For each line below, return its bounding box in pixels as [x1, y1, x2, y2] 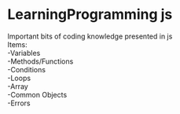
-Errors [7, 98, 31, 108]
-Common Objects [7, 90, 68, 99]
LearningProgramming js [7, 6, 173, 24]
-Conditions [7, 64, 46, 74]
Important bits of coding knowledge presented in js [7, 31, 173, 41]
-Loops [7, 73, 31, 83]
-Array [7, 81, 28, 91]
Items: [7, 39, 28, 49]
